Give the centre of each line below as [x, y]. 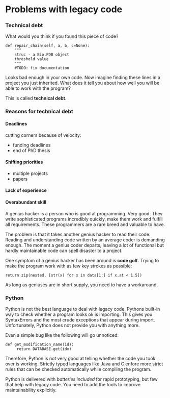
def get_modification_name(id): [39, 344]
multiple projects [30, 173]
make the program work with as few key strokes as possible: [69, 266]
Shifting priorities [24, 162]
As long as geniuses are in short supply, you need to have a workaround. [82, 285]
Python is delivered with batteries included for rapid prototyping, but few [81, 379]
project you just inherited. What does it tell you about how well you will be [82, 83]
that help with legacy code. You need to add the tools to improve [73, 384]
